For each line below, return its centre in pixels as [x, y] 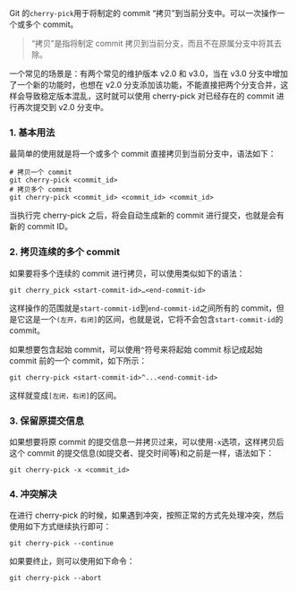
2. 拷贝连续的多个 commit [65, 252]
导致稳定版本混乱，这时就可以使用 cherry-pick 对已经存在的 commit [149, 96]
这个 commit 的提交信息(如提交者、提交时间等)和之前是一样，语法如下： [142, 453]
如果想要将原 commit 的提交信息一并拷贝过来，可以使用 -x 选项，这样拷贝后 [147, 441]
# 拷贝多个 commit [41, 190]
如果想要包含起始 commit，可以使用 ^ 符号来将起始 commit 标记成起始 [136, 349]
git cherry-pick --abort [55, 578]
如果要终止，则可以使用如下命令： [72, 561]
